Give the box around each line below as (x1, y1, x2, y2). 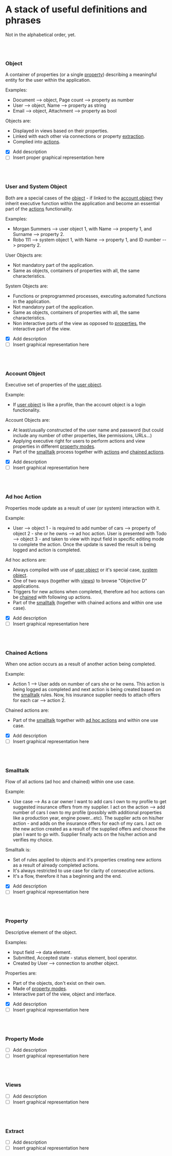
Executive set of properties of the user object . (5, 382, 103, 388)
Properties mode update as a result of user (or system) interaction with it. (5, 505, 161, 511)
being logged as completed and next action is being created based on (12, 686, 161, 692)
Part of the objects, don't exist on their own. (12, 980, 106, 986)
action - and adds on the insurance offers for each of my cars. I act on (12, 820, 162, 826)
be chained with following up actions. (12, 594, 92, 600)
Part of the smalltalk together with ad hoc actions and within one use (12, 717, 158, 723)
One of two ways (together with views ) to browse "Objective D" (12, 577, 147, 584)
